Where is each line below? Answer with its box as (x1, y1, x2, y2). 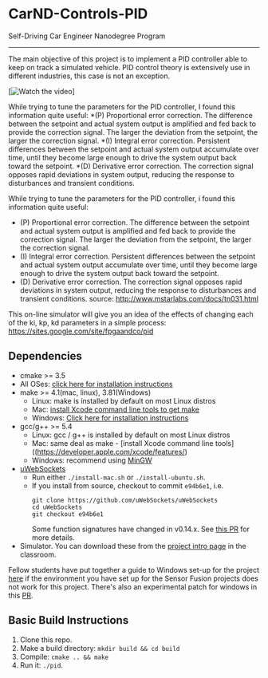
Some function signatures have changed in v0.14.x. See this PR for (31, 524, 250, 534)
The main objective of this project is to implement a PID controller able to (8, 53, 248, 64)
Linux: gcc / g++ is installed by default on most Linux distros (31, 430, 231, 440)
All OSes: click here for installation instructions (19, 379, 173, 388)
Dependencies (8, 349, 82, 363)
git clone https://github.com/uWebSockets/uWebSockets (31, 496, 218, 504)
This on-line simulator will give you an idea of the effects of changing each (8, 309, 254, 319)
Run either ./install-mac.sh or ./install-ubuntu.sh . (31, 472, 206, 482)
